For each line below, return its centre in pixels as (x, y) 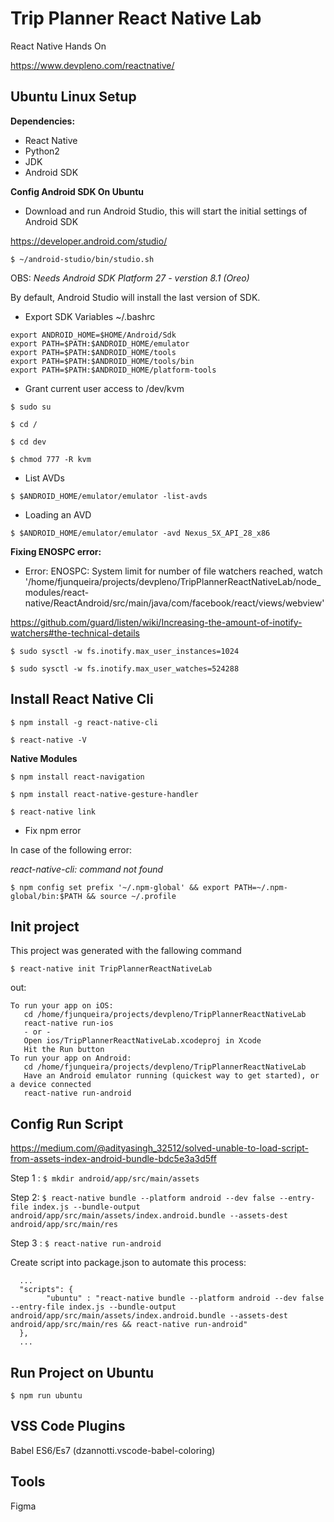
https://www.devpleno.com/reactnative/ (92, 65)
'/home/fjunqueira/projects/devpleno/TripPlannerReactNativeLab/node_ (173, 581)
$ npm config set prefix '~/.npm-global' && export (120, 887)
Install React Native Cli (82, 699)
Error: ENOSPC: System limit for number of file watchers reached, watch (173, 571)
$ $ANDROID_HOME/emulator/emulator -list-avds (109, 496)
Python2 (42, 151)
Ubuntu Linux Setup (73, 97)
